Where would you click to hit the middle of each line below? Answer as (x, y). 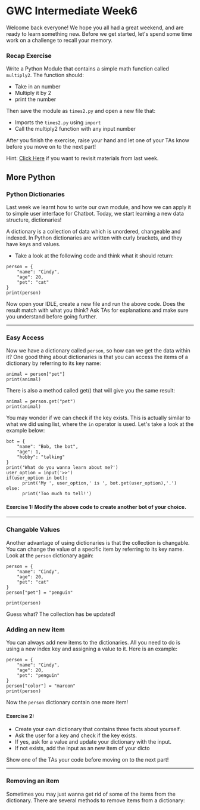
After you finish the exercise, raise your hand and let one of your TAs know (98, 140)
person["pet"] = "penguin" (40, 593)
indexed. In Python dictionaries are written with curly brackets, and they (94, 238)
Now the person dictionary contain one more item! (67, 702)
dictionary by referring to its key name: (54, 363)
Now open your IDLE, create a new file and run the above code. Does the (96, 303)
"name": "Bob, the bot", (48, 447)
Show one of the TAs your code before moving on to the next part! (87, 760)
